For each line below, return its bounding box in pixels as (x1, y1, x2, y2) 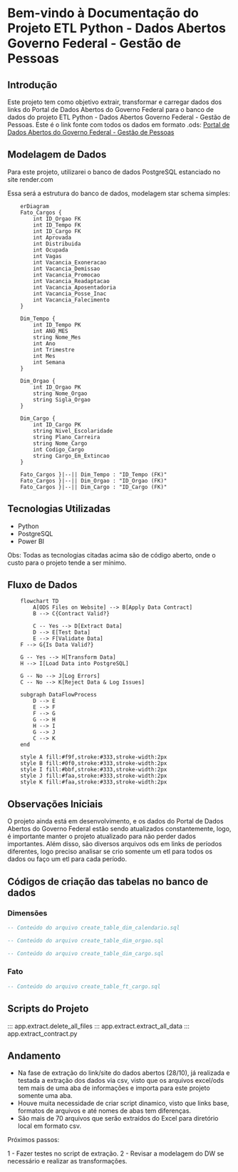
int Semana (33, 359, 66, 366)
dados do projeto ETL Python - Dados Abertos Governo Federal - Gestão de (7, 113, 230, 121)
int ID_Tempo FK (33, 221, 81, 229)
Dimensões (7, 908, 48, 917)
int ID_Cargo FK (33, 227, 81, 235)
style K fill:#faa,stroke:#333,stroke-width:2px (20, 778, 167, 786)
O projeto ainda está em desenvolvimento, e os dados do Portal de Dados (7, 817, 224, 826)
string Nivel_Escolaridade (33, 427, 113, 434)
